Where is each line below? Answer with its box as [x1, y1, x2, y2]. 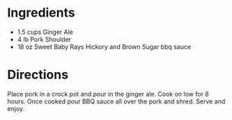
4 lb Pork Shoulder [17, 35, 72, 43]
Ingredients [7, 5, 75, 21]
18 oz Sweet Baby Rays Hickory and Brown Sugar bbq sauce [17, 42, 192, 51]
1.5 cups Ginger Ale [17, 28, 74, 36]
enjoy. [7, 104, 25, 112]
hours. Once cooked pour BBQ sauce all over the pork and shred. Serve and [7, 97, 226, 105]
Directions [7, 67, 68, 83]
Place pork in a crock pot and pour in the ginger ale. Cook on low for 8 [7, 89, 209, 98]
